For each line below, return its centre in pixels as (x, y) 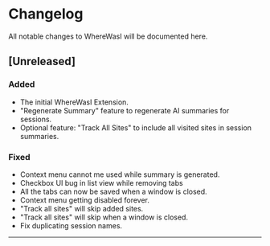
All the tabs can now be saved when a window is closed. (113, 191)
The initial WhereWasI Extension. (74, 102)
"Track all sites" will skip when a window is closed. (104, 217)
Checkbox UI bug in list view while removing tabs (101, 182)
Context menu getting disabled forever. (85, 200)
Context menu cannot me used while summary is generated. (120, 174)
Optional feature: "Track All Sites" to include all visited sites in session (135, 127)
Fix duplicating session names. (71, 225)
